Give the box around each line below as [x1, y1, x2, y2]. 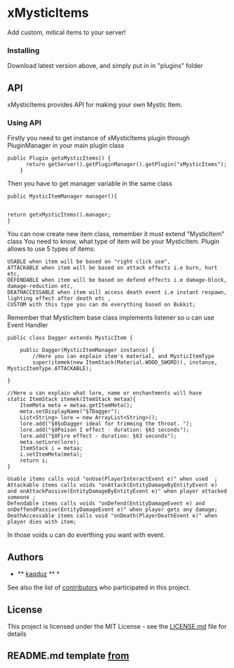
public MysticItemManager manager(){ [7, 193, 118, 200]
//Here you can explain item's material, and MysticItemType [32, 353, 215, 360]
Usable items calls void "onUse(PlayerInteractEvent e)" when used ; [7, 475, 218, 483]
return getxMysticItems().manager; [7, 212, 111, 219]
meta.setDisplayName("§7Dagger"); [20, 408, 121, 415]
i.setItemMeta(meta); [20, 451, 83, 458]
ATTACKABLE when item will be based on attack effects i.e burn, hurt [7, 264, 218, 271]
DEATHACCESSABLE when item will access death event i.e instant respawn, [7, 289, 228, 296]
